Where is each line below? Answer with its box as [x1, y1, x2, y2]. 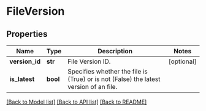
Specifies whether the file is [67, 67, 148, 75]
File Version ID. [67, 57, 111, 66]
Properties [6, 29, 48, 39]
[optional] [168, 57, 197, 66]
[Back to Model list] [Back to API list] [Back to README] [6, 98, 147, 105]
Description [97, 47, 133, 55]
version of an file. [67, 83, 118, 91]
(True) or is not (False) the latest [67, 75, 161, 83]
